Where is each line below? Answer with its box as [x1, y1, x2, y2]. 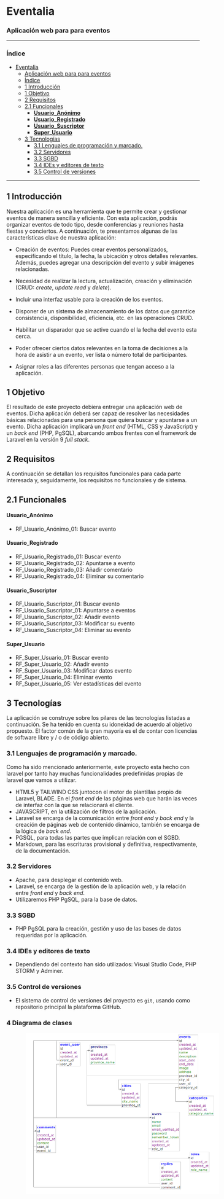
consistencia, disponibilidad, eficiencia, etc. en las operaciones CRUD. [15, 314, 193, 321]
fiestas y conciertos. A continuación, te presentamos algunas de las [6, 227, 178, 235]
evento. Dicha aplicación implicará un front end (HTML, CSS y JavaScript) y [6, 423, 198, 431]
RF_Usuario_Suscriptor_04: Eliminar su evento [15, 627, 131, 634]
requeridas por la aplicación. [15, 932, 88, 939]
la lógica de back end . [15, 827, 72, 835]
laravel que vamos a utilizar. [6, 776, 77, 784]
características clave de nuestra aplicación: [6, 233, 117, 241]
